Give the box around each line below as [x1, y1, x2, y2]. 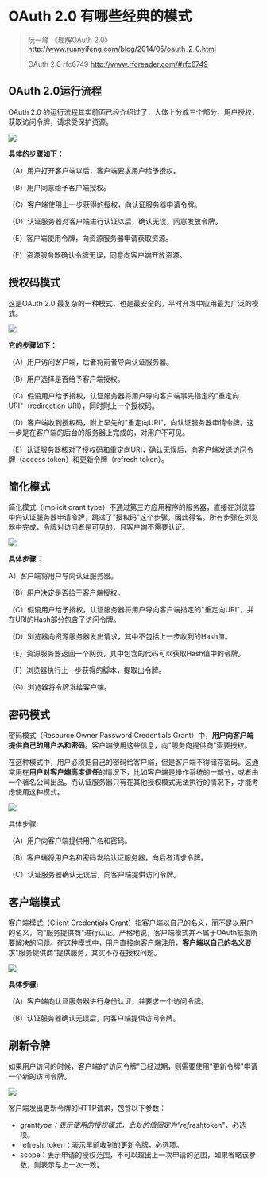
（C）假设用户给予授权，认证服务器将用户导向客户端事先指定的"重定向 [8, 390, 240, 400]
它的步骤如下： [8, 340, 57, 350]
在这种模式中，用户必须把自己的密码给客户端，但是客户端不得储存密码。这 [8, 757, 252, 767]
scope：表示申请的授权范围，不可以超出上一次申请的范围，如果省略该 [19, 1150, 250, 1160]
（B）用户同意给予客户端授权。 [8, 182, 111, 192]
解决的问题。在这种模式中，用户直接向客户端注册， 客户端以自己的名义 [14, 938, 245, 947]
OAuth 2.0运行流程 [8, 84, 102, 98]
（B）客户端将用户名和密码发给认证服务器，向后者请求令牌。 [8, 853, 208, 863]
